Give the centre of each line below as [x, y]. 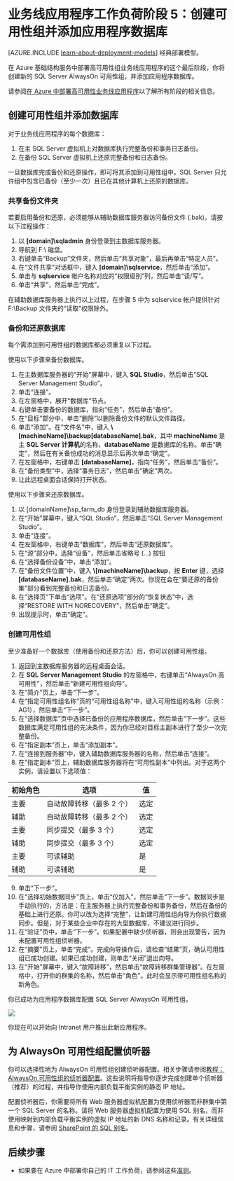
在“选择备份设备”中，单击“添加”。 [67, 562]
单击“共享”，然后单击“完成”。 [61, 285]
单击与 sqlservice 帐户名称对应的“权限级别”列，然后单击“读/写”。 [112, 276]
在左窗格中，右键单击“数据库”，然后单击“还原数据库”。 [97, 544]
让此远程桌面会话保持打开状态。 [64, 480]
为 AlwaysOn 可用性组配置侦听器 [79, 1051]
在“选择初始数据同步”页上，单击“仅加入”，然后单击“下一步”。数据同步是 [121, 897]
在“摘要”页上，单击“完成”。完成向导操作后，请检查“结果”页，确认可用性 [121, 949]
